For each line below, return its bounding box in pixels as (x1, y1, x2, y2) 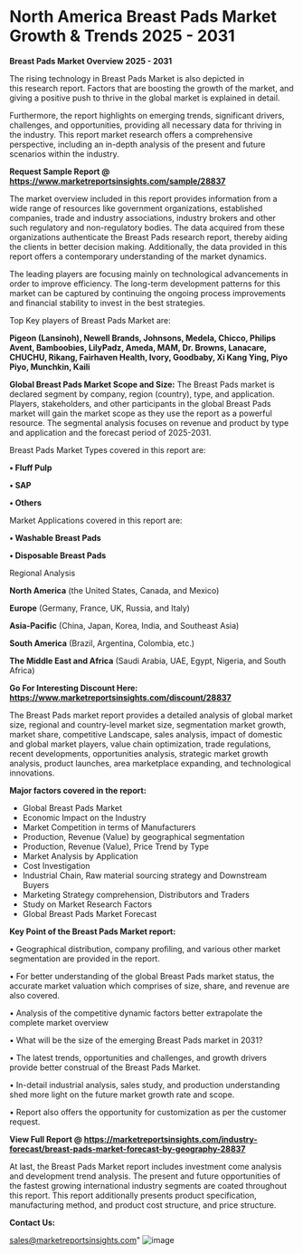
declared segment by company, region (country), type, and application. (9, 388, 275, 400)
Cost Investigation (22, 860, 90, 871)
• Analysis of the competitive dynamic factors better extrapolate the (9, 1008, 263, 1018)
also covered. (9, 989, 61, 1000)
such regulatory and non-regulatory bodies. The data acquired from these (9, 222, 285, 233)
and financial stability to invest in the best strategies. (9, 297, 205, 308)
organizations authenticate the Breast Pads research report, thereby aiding (9, 231, 288, 242)
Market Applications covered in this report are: (9, 515, 183, 526)
